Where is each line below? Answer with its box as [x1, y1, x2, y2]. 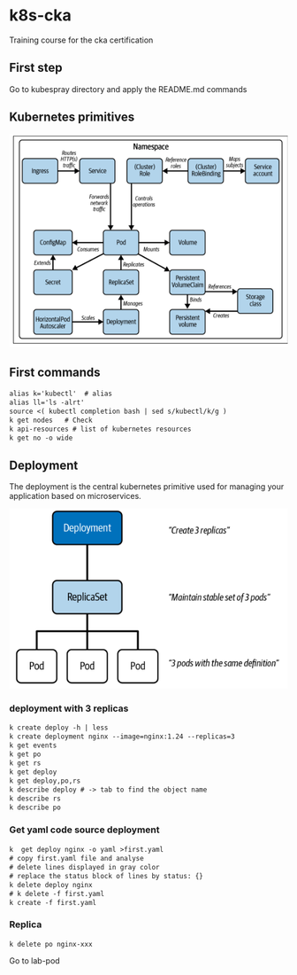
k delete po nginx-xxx [9, 940, 93, 948]
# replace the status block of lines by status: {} [9, 871, 203, 880]
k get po [9, 750, 42, 759]
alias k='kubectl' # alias [9, 389, 113, 399]
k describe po [9, 803, 62, 812]
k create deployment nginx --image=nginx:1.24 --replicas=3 [9, 732, 236, 741]
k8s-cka [9, 5, 72, 26]
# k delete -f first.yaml [9, 889, 104, 898]
